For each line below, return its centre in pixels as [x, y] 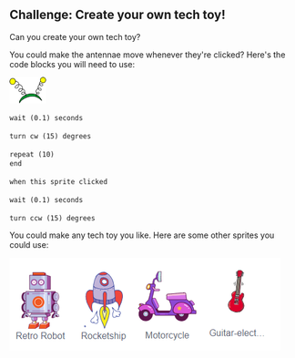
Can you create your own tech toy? [75, 36]
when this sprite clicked [58, 181]
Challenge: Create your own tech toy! [117, 15]
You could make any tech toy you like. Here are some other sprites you [142, 235]
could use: [29, 244]
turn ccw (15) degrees [52, 218]
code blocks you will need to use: [72, 64]
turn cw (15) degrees [51, 136]
